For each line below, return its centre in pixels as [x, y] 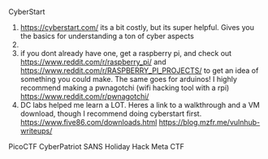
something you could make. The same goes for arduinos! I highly [129, 79]
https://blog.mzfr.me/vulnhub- [210, 122]
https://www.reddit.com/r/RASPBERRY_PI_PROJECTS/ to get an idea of [139, 71]
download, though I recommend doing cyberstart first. [111, 114]
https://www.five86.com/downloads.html [89, 122]
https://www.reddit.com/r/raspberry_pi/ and [93, 62]
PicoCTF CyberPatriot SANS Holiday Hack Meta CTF [97, 146]
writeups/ [36, 131]
